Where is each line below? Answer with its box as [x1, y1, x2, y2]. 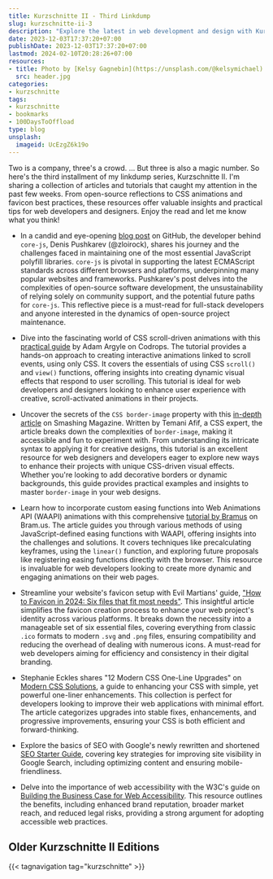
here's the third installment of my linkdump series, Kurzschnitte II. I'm [8, 172, 240, 181]
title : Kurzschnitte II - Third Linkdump [8, 11, 151, 20]
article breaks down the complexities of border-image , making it [19, 426, 233, 436]
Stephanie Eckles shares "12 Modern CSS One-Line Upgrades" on [19, 672, 242, 682]
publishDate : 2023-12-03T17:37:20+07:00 [8, 42, 148, 50]
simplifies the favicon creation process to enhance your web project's [19, 605, 254, 614]
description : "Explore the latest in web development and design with [8, 27, 253, 35]
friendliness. [19, 766, 63, 776]
